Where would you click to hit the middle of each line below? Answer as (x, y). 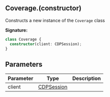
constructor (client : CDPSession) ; (46, 44)
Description (87, 78)
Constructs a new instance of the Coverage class (55, 20)
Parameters (24, 64)
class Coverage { (23, 39)
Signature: (16, 30)
